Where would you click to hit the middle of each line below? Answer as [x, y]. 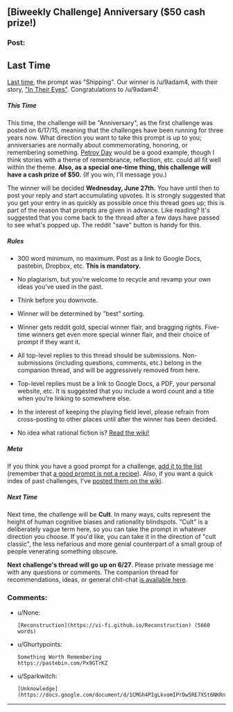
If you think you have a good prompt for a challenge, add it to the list [105, 467]
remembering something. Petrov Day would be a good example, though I [111, 152]
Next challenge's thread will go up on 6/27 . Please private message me [110, 565]
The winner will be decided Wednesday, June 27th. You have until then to [113, 188]
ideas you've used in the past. [60, 287]
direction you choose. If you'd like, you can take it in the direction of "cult [112, 536]
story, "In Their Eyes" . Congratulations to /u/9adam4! [83, 90]
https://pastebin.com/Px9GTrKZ [62, 663]
